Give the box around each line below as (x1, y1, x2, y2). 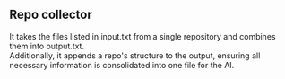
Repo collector (9, 7, 92, 22)
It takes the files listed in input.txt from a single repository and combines (9, 31, 276, 41)
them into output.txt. (9, 40, 85, 51)
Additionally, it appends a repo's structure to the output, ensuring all (9, 49, 261, 61)
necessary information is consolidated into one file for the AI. (9, 59, 235, 70)
